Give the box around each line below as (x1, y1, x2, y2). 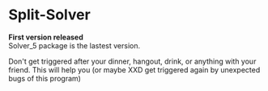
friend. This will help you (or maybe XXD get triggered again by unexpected (8, 64, 261, 74)
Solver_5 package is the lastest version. (8, 40, 140, 50)
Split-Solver (8, 6, 91, 24)
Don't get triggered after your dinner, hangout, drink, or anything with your (8, 56, 257, 66)
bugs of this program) (8, 73, 81, 83)
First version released (8, 32, 83, 42)
